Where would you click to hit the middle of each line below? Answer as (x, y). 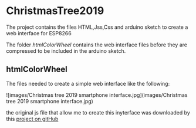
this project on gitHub (32, 119)
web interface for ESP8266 (39, 33)
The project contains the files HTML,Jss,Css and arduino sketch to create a (97, 27)
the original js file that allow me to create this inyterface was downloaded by (98, 112)
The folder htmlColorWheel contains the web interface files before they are (97, 45)
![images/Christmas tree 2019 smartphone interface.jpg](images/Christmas (97, 95)
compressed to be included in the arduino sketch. (66, 50)
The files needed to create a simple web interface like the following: (88, 83)
